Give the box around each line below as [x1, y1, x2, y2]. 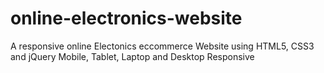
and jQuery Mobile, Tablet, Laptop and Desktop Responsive [10, 50, 255, 62]
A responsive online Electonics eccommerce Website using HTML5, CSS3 [10, 40, 315, 52]
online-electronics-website [10, 7, 243, 30]
